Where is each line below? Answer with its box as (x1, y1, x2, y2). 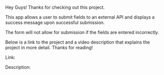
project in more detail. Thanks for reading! (5, 45, 93, 50)
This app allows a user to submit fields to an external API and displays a (5, 14, 155, 20)
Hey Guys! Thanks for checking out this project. (5, 5, 105, 10)
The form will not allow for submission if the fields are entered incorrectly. (5, 29, 159, 35)
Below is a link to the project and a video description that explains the (5, 39, 150, 45)
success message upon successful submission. (5, 20, 105, 25)
